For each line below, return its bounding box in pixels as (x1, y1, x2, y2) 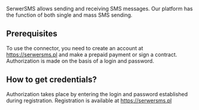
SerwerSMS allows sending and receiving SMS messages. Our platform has (6, 5, 193, 12)
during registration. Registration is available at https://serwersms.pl (6, 97, 172, 104)
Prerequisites (6, 29, 58, 39)
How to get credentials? (6, 75, 97, 85)
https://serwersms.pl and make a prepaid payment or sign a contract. (6, 51, 177, 58)
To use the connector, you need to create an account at (6, 44, 143, 51)
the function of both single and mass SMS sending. (6, 11, 133, 19)
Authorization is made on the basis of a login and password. (6, 57, 155, 65)
